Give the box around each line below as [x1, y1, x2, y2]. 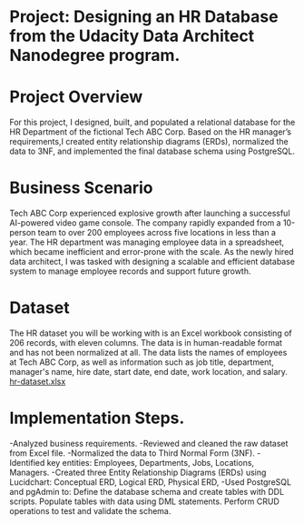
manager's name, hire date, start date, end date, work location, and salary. [9, 367, 289, 377]
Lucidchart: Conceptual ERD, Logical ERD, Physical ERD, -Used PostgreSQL [9, 476, 292, 488]
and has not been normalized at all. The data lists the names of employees [9, 348, 288, 358]
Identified [9, 457, 45, 468]
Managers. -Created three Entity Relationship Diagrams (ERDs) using [9, 467, 267, 478]
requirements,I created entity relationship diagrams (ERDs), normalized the [9, 136, 289, 147]
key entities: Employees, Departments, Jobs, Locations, [46, 457, 255, 468]
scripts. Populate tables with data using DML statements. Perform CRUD [9, 496, 279, 507]
